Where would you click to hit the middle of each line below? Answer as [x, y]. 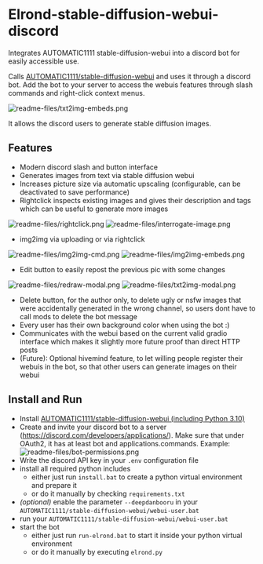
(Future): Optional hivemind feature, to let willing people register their [131, 358]
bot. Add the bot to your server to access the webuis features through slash [131, 85]
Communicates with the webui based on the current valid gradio [123, 333]
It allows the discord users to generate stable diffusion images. [110, 123]
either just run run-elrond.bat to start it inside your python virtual [137, 535]
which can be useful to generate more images [94, 209]
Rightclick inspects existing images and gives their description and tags [135, 200]
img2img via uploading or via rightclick [82, 239]
